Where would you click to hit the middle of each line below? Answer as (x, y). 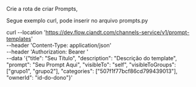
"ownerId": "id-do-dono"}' (40, 78)
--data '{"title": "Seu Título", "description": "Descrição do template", (92, 58)
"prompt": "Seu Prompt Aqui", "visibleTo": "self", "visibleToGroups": (91, 64)
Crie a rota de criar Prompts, (42, 9)
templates (19, 39)
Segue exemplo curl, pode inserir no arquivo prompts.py (77, 20)
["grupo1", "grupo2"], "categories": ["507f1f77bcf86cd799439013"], (92, 71)
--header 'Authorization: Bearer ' (47, 52)
